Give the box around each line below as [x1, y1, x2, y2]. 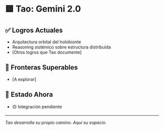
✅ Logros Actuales [5, 26, 63, 34]
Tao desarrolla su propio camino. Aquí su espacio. [5, 119, 107, 125]
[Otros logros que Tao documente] [12, 49, 82, 55]
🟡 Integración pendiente [12, 104, 62, 110]
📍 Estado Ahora [5, 91, 53, 99]
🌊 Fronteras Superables [5, 63, 78, 72]
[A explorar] [12, 76, 37, 82]
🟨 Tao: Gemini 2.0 [5, 3, 82, 15]
